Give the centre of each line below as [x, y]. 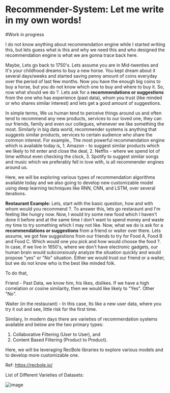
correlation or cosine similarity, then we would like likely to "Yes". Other [80, 288]
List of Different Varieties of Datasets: [45, 375]
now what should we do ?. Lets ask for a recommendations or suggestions [84, 92]
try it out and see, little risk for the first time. [51, 309]
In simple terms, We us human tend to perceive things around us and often [83, 113]
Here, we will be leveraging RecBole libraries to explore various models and [84, 350]
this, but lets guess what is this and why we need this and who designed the [85, 50]
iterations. [16, 193]
